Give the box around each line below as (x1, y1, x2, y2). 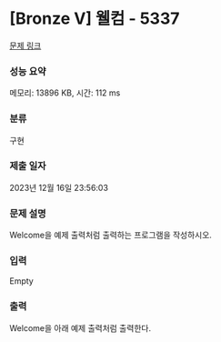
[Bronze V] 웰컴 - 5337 (9, 8, 180, 29)
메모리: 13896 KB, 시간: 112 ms (9, 87, 121, 98)
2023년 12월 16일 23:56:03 (9, 182, 109, 193)
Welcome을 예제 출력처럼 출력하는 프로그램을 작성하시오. (9, 229, 212, 241)
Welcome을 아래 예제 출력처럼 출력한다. (9, 322, 152, 333)
